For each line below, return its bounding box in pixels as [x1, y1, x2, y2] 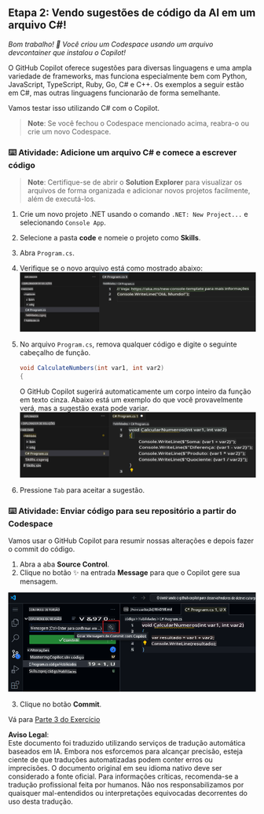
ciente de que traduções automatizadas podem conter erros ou [8, 755, 214, 764]
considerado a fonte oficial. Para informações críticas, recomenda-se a [8, 772, 239, 781]
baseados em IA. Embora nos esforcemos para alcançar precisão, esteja [8, 746, 244, 757]
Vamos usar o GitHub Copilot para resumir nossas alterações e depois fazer [8, 536, 254, 545]
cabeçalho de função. [19, 348, 91, 357]
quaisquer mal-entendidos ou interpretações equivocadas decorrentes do [8, 789, 247, 798]
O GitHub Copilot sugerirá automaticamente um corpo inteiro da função [19, 387, 251, 396]
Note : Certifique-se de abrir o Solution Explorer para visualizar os [27, 178, 242, 187]
